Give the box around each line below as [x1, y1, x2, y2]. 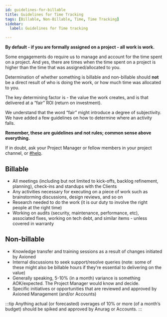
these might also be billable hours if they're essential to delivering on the [12, 264, 162, 270]
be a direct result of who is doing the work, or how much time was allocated [5, 80, 161, 86]
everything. [5, 135, 30, 141]
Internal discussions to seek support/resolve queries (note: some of [12, 259, 152, 265]
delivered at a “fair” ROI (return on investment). [5, 100, 102, 106]
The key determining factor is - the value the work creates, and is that [5, 95, 149, 101]
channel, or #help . [5, 150, 43, 156]
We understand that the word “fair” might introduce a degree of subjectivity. [5, 110, 162, 116]
